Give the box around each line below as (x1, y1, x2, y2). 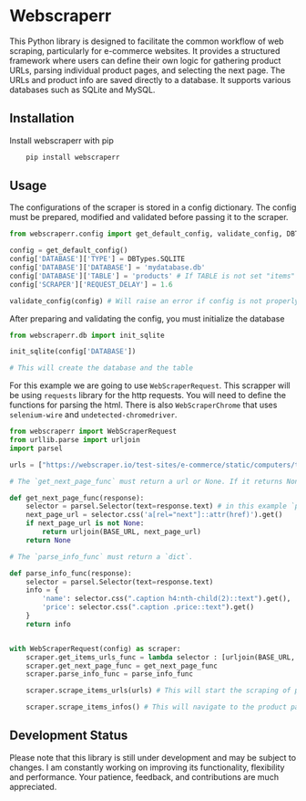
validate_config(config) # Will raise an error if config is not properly (9, 296, 300, 306)
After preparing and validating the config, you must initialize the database (9, 312, 285, 324)
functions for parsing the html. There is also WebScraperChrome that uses (9, 399, 278, 411)
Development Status (9, 728, 128, 743)
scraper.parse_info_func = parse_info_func (25, 669, 194, 679)
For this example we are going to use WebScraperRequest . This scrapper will (9, 380, 291, 391)
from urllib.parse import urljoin (9, 436, 141, 445)
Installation (9, 111, 75, 126)
